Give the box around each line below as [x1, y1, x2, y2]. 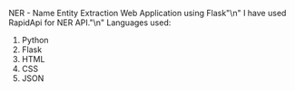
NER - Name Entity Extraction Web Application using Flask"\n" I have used [8, 8, 287, 18]
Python [21, 35, 49, 45]
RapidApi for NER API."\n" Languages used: [8, 17, 172, 28]
